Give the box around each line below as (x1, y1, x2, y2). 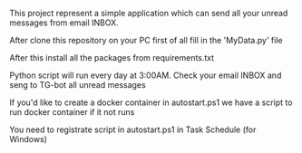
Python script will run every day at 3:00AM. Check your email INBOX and (9, 70, 282, 81)
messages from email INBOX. (9, 17, 120, 28)
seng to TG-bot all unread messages (9, 80, 147, 90)
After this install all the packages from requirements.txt (9, 53, 215, 62)
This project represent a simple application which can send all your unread (9, 8, 288, 18)
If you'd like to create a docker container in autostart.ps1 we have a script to (9, 97, 293, 108)
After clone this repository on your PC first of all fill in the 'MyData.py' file (9, 35, 283, 45)
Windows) (9, 134, 48, 144)
